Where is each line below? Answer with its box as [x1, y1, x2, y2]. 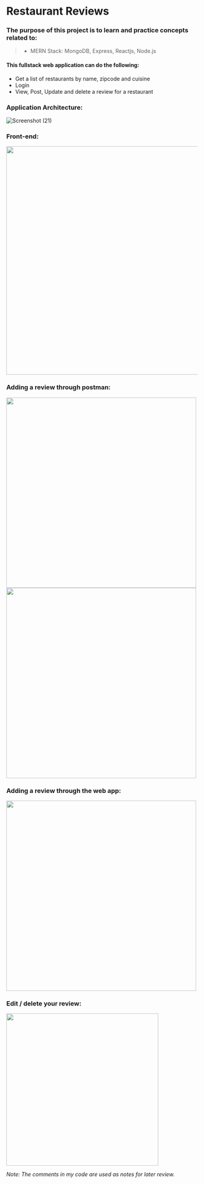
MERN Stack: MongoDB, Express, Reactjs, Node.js [30, 48, 157, 55]
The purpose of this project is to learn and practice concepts [6, 26, 189, 35]
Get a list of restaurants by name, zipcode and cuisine [15, 75, 151, 82]
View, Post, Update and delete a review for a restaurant [15, 88, 154, 95]
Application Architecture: [6, 103, 83, 111]
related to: [6, 33, 38, 42]
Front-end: [6, 132, 39, 141]
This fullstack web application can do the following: [6, 62, 140, 69]
